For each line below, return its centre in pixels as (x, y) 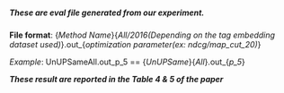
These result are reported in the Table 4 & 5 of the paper (116, 79)
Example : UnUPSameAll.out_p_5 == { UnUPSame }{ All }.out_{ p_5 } (127, 62)
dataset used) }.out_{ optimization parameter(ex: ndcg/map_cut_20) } (135, 44)
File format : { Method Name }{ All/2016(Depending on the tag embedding (142, 35)
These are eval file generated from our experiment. (107, 13)
